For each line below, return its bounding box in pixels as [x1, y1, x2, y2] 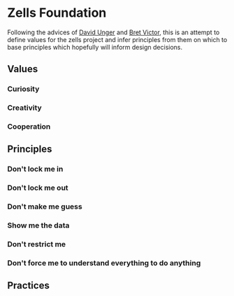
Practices [7, 280, 50, 292]
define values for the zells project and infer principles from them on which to [7, 35, 228, 43]
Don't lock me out [7, 183, 68, 193]
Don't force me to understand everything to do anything [7, 258, 201, 268]
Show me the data [7, 220, 70, 230]
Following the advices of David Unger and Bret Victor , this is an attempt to [7, 28, 220, 36]
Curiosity [7, 84, 40, 94]
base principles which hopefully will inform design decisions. [7, 43, 183, 51]
